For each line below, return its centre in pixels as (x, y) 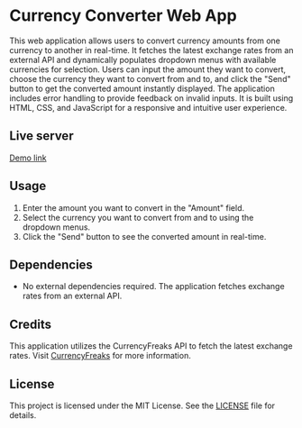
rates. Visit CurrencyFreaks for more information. (100, 356)
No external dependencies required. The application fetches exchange (154, 287)
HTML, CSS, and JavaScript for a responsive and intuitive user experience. (148, 107)
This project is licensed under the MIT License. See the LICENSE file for (142, 405)
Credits (31, 324)
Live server (41, 136)
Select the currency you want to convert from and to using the (138, 217)
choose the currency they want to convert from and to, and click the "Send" (150, 78)
